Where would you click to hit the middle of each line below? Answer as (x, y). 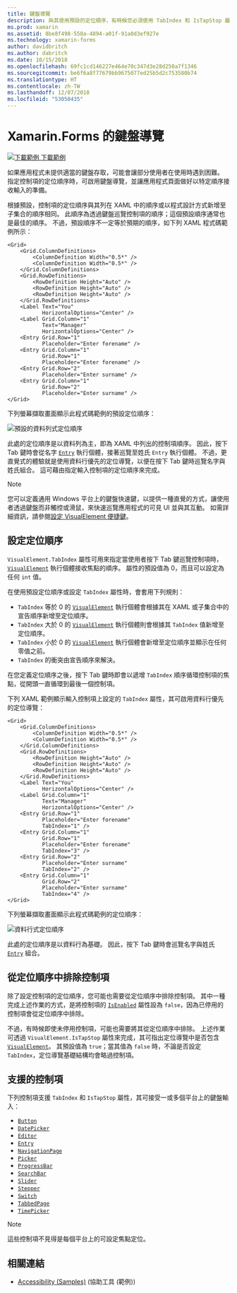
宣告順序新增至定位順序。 (55, 615)
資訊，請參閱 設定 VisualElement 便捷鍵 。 (73, 516)
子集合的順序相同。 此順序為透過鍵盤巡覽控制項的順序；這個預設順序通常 (113, 213)
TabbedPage (34, 1204)
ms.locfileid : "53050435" (45, 100)
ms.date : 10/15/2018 (38, 60)
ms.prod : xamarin (33, 27)
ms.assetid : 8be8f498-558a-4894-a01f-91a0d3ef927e (83, 34)
